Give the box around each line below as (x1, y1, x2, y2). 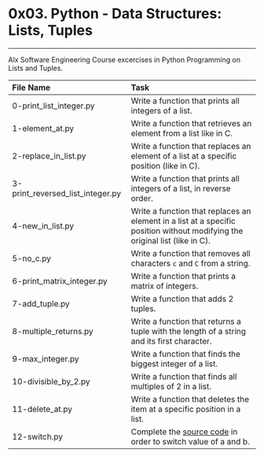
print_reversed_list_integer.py (12, 188, 122, 199)
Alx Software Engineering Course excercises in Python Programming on (8, 54, 241, 64)
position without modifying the (130, 225, 244, 236)
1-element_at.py (12, 123, 75, 134)
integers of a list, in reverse (130, 183, 231, 194)
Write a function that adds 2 (130, 293, 234, 304)
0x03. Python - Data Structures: (8, 5, 222, 23)
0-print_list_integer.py (12, 100, 96, 111)
